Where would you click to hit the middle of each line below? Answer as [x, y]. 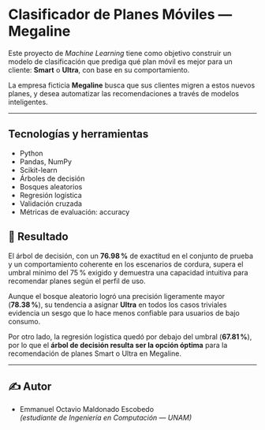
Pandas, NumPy [46, 161]
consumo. [24, 321]
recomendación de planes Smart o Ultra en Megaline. [95, 353]
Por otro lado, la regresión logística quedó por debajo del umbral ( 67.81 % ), [130, 336]
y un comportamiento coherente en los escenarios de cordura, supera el [126, 264]
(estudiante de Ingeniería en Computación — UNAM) [106, 418]
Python [31, 153]
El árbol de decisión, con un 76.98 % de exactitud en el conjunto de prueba [131, 256]
